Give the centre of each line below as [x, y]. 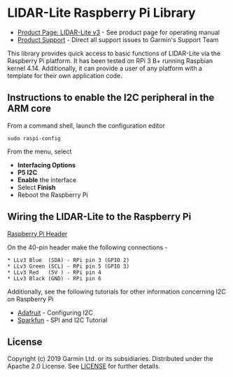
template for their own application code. [65, 76]
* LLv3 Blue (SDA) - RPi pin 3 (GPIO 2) [69, 260]
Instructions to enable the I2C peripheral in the [111, 98]
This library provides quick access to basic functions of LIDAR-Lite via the [114, 53]
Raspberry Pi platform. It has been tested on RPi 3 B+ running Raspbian [110, 60]
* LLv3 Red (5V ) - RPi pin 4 [54, 272]
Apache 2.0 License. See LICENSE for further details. [84, 366]
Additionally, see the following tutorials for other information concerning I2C [116, 292]
